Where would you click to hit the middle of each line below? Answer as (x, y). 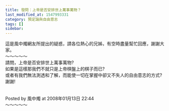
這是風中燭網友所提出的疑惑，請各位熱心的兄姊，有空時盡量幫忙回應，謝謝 (82, 44)
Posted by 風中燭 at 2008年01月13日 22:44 (50, 98)
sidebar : (14, 29)
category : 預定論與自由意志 (32, 19)
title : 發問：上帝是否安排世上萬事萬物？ (43, 10)
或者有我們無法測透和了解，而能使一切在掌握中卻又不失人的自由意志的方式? (84, 75)
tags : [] (14, 24)
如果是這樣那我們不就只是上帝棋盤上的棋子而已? (55, 69)
